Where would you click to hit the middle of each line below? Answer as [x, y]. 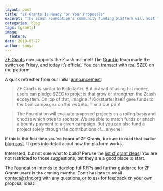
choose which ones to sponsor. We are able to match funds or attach [86, 119]
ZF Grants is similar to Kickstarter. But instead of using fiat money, [83, 88]
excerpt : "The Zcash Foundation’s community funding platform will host [80, 18]
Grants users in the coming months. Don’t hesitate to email [64, 173]
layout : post [18, 9]
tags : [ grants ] [20, 28]
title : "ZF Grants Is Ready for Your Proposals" [55, 14]
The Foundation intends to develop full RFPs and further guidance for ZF [77, 168]
